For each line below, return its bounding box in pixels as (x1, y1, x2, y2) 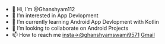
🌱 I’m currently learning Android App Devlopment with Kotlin (11, 18, 159, 25)
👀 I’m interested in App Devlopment (11, 12, 99, 19)
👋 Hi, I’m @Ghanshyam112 (11, 6, 75, 12)
